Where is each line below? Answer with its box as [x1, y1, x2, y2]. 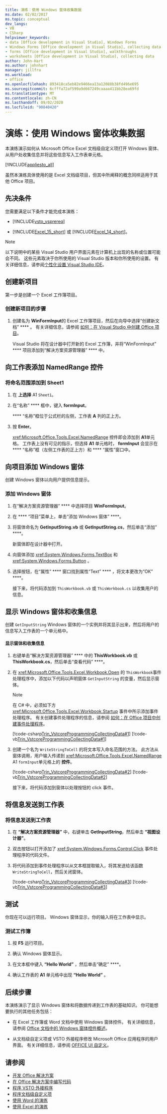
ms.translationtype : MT [5, 91, 55, 96]
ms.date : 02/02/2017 [5, 12, 48, 17]
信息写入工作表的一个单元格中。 [5, 628, 71, 634]
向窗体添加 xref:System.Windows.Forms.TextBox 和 [12, 552, 118, 557]
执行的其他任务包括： [9, 1009, 53, 1015]
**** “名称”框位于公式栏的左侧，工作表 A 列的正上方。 [12, 413, 124, 419]
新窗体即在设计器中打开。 [12, 541, 65, 547]
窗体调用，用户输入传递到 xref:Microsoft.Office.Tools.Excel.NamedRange [12, 752, 162, 758]
